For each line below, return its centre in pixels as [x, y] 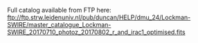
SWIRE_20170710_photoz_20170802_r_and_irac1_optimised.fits [96, 32]
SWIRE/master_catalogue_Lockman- [59, 25]
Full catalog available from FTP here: [60, 10]
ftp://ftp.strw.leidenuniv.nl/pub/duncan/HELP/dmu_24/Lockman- [99, 17]
